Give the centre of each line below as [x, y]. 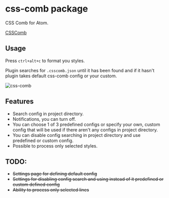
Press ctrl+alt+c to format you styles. [45, 61]
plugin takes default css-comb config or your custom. [61, 76]
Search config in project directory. [48, 114]
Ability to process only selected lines [51, 190]
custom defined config [36, 184]
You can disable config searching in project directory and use [76, 135]
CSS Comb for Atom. [27, 23]
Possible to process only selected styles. [55, 146]
